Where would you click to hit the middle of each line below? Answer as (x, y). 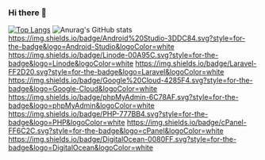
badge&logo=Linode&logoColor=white (71, 63)
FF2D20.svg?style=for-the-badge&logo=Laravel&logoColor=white (116, 72)
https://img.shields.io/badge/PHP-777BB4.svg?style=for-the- (108, 114)
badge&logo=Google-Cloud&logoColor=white (83, 89)
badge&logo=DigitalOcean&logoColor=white (81, 148)
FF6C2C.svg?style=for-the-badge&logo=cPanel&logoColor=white (116, 131)
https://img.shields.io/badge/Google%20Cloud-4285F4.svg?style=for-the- (131, 80)
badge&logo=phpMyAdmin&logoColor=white (81, 105)
